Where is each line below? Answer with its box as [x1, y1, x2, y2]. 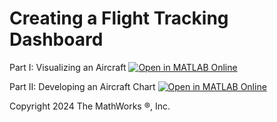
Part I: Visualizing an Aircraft [9, 61, 127, 73]
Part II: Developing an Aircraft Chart [9, 80, 156, 92]
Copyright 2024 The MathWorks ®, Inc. [9, 100, 171, 112]
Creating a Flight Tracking [9, 7, 229, 30]
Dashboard [9, 28, 104, 51]
